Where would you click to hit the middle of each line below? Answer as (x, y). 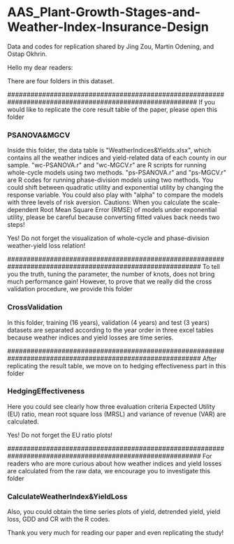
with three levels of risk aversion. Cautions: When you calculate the (104, 202)
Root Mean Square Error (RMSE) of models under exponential (129, 210)
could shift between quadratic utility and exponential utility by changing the (116, 188)
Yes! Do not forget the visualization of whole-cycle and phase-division (108, 238)
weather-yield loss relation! (46, 246)
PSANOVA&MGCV (39, 135)
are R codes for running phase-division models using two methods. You (110, 180)
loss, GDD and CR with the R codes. (59, 519)
